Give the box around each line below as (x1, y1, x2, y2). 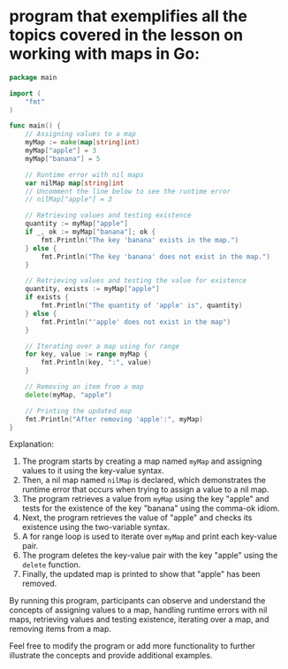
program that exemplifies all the (9, 6, 247, 27)
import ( (9, 88, 42, 98)
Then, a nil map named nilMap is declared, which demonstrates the (21, 475, 267, 486)
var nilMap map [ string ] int (25, 179, 125, 188)
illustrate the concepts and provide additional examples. (9, 650, 213, 661)
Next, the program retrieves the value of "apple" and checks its (21, 512, 253, 523)
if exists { (25, 293, 69, 302)
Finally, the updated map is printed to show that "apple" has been (21, 569, 261, 580)
